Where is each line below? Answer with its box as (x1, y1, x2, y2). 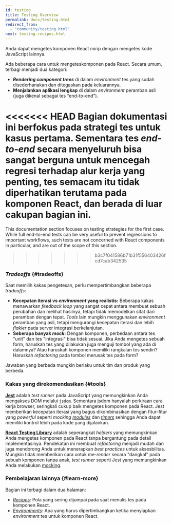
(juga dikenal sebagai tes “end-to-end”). (12, 93, 99, 99)
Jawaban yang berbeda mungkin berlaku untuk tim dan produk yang (5, 362, 150, 368)
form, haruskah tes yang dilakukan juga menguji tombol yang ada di (12, 341, 157, 347)
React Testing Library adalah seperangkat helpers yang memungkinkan (5, 429, 158, 436)
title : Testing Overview (5, 12, 59, 17)
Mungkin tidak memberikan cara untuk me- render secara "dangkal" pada (5, 451, 160, 457)
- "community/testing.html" (10, 27, 70, 32)
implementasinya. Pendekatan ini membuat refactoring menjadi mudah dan (5, 440, 164, 446)
